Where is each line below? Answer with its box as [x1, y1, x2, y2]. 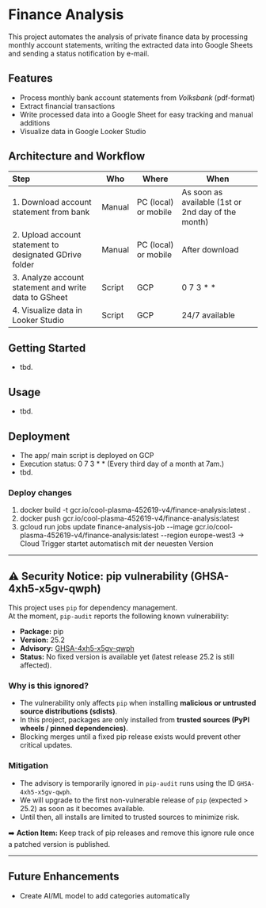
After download [181, 244, 239, 255]
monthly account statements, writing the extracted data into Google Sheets [8, 40, 253, 49]
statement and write [12, 282, 87, 293]
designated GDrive [12, 248, 82, 260]
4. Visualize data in [12, 304, 83, 315]
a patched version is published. [8, 839, 111, 848]
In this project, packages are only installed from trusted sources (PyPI [19, 715, 250, 725]
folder [12, 259, 35, 270]
